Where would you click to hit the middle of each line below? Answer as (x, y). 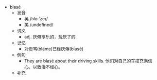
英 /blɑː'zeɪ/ (36, 19)
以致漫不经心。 (48, 67)
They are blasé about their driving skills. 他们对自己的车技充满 (86, 61)
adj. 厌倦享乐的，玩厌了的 (50, 37)
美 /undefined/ (39, 25)
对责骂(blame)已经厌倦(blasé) (54, 49)
